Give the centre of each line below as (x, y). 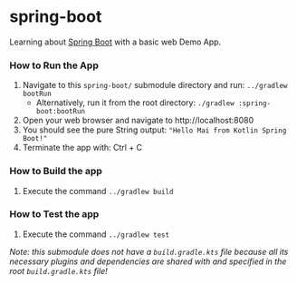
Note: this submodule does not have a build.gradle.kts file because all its (149, 251)
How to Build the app (56, 172)
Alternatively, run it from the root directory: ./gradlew (135, 103)
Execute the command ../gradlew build (98, 191)
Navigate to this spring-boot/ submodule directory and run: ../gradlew (155, 85)
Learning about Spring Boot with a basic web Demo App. (115, 42)
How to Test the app (54, 214)
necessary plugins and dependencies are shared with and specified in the (148, 261)
